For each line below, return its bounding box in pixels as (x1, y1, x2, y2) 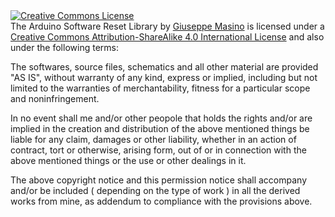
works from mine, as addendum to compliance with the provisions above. (10, 195, 313, 207)
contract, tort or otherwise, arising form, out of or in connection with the (10, 144, 307, 156)
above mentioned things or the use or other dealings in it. (10, 155, 247, 166)
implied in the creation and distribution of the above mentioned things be (10, 123, 310, 134)
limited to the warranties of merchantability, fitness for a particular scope (10, 82, 311, 94)
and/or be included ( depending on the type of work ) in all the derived (10, 185, 301, 196)
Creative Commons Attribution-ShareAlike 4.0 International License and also (10, 31, 325, 43)
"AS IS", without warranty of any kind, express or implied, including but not (10, 72, 318, 83)
